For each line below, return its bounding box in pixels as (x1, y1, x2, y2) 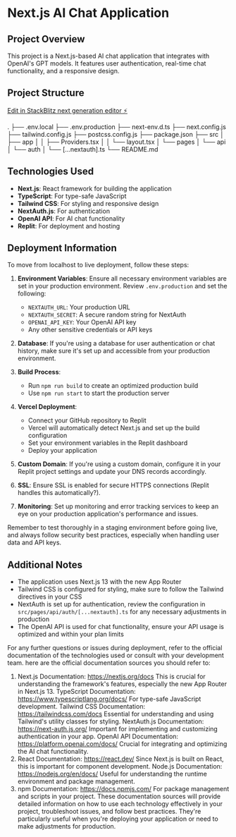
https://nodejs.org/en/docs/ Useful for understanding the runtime (17, 770, 208, 778)
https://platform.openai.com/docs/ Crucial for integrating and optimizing (17, 740, 228, 748)
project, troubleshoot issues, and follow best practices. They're (17, 807, 201, 816)
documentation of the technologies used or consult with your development (7, 651, 224, 660)
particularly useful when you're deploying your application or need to (17, 814, 218, 823)
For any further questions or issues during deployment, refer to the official (7, 644, 223, 652)
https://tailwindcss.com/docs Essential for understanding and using (17, 710, 214, 719)
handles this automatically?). (17, 489, 101, 497)
